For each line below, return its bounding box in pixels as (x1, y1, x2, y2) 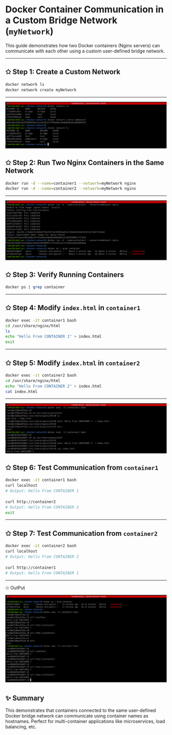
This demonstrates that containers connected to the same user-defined (5, 707, 156, 713)
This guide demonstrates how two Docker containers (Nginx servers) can (5, 42, 160, 48)
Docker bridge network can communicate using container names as (5, 713, 148, 719)
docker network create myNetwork (5, 87, 77, 92)
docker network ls (5, 82, 45, 87)
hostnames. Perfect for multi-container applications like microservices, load (5, 718, 165, 725)
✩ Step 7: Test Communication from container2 (5, 529, 158, 538)
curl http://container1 (5, 565, 56, 570)
